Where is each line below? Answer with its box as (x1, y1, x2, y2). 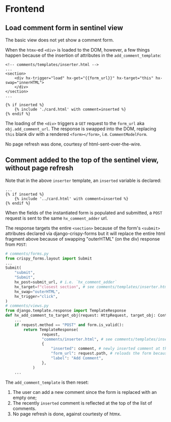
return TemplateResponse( (23, 327, 79, 332)
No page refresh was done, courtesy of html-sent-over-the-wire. (5, 141, 141, 147)
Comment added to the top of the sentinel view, (5, 156, 159, 165)
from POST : (5, 241, 27, 247)
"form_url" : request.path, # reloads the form (50, 351, 152, 356)
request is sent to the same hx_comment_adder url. (5, 215, 108, 221)
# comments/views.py (5, 303, 49, 309)
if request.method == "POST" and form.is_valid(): (14, 322, 124, 327)
